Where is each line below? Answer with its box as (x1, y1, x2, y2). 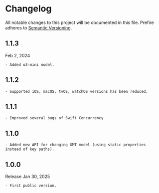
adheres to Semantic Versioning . (5, 24, 72, 30)
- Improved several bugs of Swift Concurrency (5, 116, 104, 121)
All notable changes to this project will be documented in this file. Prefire (5, 19, 155, 25)
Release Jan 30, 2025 (5, 174, 50, 180)
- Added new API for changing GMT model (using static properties (5, 143, 146, 148)
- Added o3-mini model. (5, 62, 55, 67)
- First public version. (5, 183, 57, 188)
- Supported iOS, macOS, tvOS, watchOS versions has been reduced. (5, 89, 149, 94)
